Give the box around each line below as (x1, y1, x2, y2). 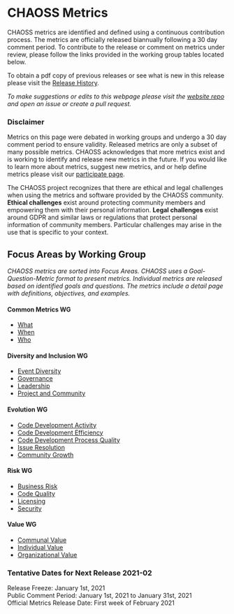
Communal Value (17, 536, 67, 544)
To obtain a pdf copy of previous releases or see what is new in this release (7, 71, 225, 80)
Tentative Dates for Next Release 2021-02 (7, 568, 152, 578)
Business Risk (17, 482, 58, 490)
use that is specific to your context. (7, 228, 109, 237)
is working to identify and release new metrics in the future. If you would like (7, 155, 227, 163)
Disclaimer (7, 117, 45, 126)
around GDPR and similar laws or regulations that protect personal (7, 213, 198, 221)
